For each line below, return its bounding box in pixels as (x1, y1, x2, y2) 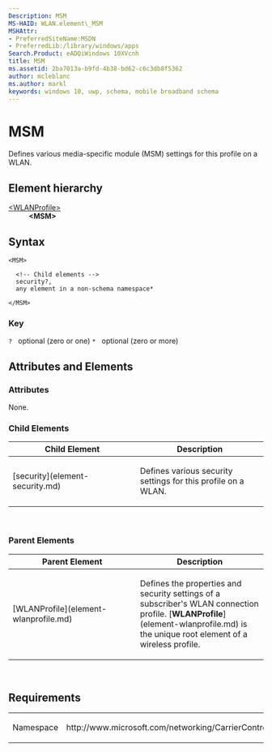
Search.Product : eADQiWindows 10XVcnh (8, 49, 139, 58)
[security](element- (12, 471, 89, 482)
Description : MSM (8, 11, 67, 20)
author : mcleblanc (8, 72, 70, 80)
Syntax (8, 234, 45, 248)
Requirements (8, 690, 81, 704)
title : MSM (8, 58, 45, 66)
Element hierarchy (8, 181, 103, 195)
